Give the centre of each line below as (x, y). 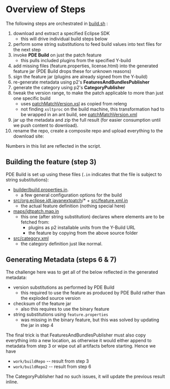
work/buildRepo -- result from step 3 (51, 361)
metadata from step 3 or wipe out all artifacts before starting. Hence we (81, 346)
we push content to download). (46, 125)
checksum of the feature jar (42, 303)
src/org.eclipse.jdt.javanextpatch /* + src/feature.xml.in (71, 200)
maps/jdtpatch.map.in (36, 211)
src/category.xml (31, 238)
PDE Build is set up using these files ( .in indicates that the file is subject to (84, 174)
